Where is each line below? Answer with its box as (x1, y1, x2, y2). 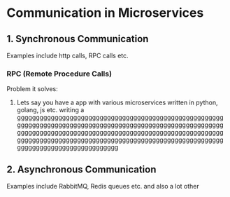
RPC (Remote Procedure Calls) (6, 69, 113, 79)
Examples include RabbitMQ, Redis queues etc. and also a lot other (6, 182, 200, 191)
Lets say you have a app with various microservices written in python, (16, 98, 218, 107)
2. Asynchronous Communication (6, 163, 157, 175)
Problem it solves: (6, 85, 59, 93)
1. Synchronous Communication (6, 33, 149, 45)
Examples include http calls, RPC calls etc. (6, 51, 129, 60)
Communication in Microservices (6, 5, 204, 21)
